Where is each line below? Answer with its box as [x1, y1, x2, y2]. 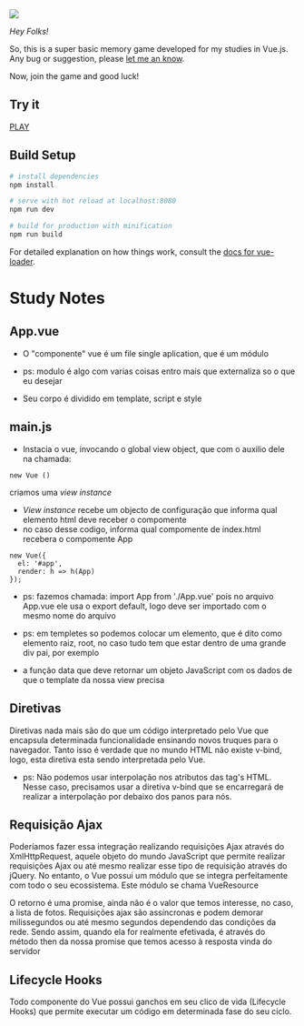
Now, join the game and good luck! [9, 71, 140, 81]
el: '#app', [17, 558, 64, 568]
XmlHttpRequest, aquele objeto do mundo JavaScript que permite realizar [9, 850, 286, 862]
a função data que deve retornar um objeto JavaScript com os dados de [22, 664, 293, 676]
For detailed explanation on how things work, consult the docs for [9, 246, 255, 257]
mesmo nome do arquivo [22, 609, 116, 621]
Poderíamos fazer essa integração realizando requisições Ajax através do [9, 841, 285, 852]
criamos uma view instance [9, 487, 112, 498]
